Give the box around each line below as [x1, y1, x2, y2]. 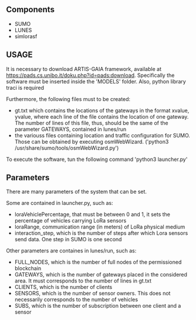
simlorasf [14, 32, 38, 40]
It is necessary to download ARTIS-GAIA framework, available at [6, 65, 161, 72]
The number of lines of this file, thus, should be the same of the [14, 119, 168, 126]
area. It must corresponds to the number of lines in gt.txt [14, 277, 151, 284]
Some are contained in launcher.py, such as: [6, 200, 113, 207]
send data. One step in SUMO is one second [14, 236, 122, 243]
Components [6, 5, 55, 15]
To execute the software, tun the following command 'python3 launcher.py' [6, 156, 188, 163]
